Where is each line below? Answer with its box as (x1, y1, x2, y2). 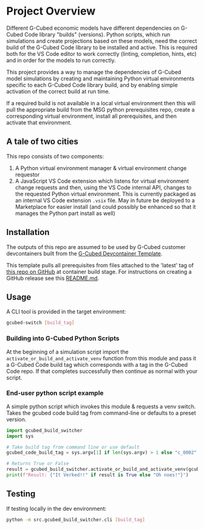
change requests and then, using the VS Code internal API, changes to (15, 183, 192, 191)
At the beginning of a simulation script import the (6, 348, 129, 355)
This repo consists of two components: (6, 152, 104, 160)
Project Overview (6, 4, 96, 18)
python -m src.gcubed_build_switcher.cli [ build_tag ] (6, 516, 146, 523)
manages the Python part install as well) (15, 210, 115, 217)
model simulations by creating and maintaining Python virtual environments (6, 75, 195, 82)
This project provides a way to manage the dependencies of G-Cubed (6, 68, 182, 75)
